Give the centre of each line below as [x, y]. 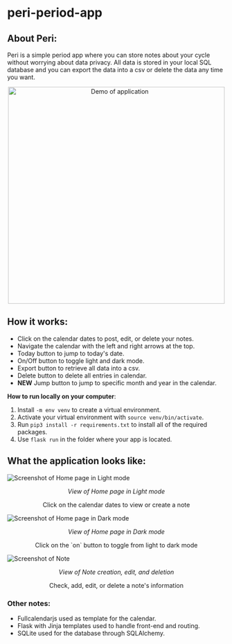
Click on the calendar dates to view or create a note [116, 505]
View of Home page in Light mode [116, 491]
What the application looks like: [77, 461]
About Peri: [32, 39]
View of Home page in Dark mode [116, 532]
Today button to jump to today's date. [71, 353]
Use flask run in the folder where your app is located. [95, 439]
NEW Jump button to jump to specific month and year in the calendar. [117, 382]
